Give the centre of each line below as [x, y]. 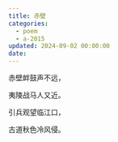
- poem [27, 31]
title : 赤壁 [27, 16]
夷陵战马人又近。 [37, 95]
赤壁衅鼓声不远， [37, 77]
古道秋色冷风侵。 [37, 129]
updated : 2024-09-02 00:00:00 [59, 46]
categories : [28, 24]
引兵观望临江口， [37, 112]
